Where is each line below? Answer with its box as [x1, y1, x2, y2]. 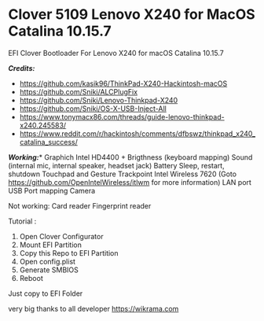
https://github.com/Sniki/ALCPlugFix [19, 87, 138, 96]
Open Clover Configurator [19, 231, 104, 241]
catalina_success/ [19, 137, 79, 146]
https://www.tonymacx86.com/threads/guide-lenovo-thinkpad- [19, 112, 225, 121]
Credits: [8, 63, 35, 72]
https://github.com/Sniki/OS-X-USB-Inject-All [19, 104, 167, 113]
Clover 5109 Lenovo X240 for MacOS [8, 6, 255, 24]
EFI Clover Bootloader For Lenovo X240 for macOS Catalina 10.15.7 [8, 48, 224, 57]
